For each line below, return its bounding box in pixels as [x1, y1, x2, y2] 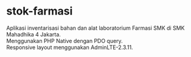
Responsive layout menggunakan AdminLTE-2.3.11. [6, 44, 133, 51]
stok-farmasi [6, 4, 73, 18]
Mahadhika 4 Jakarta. [6, 30, 61, 38]
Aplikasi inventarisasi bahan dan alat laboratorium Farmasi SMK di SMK [6, 24, 185, 32]
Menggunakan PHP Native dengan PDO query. [6, 37, 123, 44]
